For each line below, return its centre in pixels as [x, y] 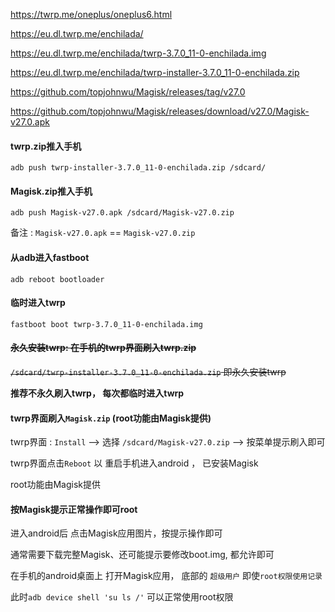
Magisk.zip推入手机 [51, 191]
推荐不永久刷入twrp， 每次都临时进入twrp [97, 393]
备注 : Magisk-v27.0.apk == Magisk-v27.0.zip [103, 233]
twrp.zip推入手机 [46, 146]
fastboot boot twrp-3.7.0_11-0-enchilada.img [106, 324]
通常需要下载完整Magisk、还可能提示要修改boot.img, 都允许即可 [142, 555]
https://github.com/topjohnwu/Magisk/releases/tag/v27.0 [128, 92]
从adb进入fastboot [50, 257]
